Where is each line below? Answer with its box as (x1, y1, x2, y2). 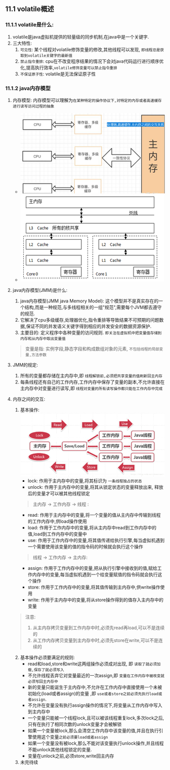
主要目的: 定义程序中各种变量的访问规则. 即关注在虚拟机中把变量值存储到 (20, 329, 162, 335)
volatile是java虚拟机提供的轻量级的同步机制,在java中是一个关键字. (12, 33, 149, 40)
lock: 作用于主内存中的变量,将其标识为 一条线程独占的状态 (27, 478, 142, 484)
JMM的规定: (12, 362, 38, 368)
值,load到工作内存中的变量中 (27, 531, 87, 537)
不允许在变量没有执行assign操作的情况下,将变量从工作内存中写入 (27, 702, 163, 708)
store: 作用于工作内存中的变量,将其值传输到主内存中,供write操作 (27, 584, 160, 590)
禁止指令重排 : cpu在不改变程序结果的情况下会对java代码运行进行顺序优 (20, 58, 164, 64)
